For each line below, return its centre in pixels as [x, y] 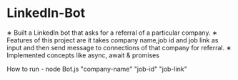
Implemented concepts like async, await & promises [83, 55]
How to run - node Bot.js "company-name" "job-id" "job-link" [97, 69]
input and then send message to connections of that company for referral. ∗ [119, 47]
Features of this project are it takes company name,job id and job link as [113, 40]
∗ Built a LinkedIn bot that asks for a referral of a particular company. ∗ [112, 33]
